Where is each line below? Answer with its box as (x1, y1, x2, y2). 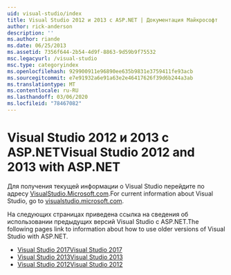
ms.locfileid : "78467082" (7, 100, 82, 107)
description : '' (7, 29, 54, 37)
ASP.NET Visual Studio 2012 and (7, 144, 195, 160)
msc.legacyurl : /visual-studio (7, 55, 98, 62)
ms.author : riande (7, 36, 60, 43)
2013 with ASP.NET (7, 160, 121, 175)
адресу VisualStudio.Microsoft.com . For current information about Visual (7, 189, 213, 198)
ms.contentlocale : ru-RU (7, 87, 79, 94)
